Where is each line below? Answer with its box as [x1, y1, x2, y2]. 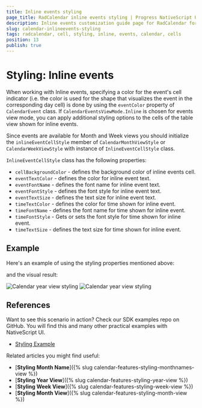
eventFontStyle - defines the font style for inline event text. [14, 187, 162, 195]
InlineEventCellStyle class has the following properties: [6, 156, 147, 163]
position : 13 [6, 37, 39, 43]
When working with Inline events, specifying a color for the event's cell [6, 88, 182, 95]
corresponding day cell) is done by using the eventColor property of [6, 101, 175, 108]
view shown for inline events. [6, 120, 79, 127]
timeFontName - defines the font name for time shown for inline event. [14, 206, 186, 214]
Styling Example [14, 341, 55, 348]
